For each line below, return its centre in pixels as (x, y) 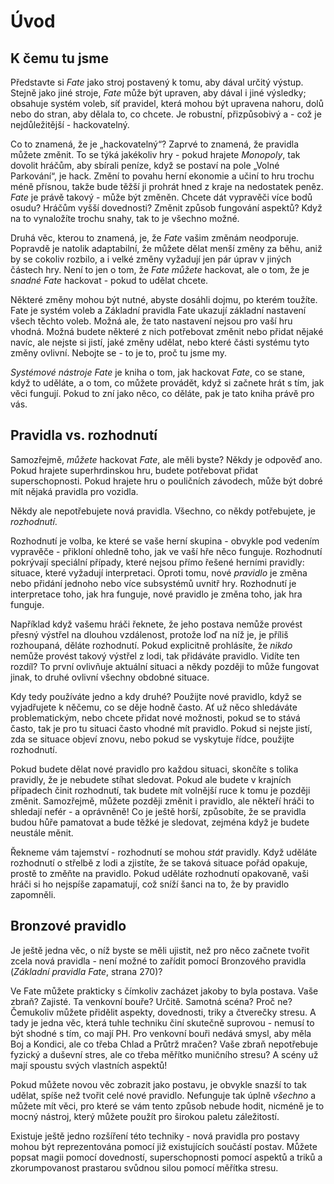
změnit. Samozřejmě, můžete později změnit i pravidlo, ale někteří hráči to (162, 801)
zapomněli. (33, 894)
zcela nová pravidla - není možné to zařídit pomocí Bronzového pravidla (158, 961)
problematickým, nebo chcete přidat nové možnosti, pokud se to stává (155, 717)
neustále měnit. (42, 832)
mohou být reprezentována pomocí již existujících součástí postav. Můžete (164, 1146)
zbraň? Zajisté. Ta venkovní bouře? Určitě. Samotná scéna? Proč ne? (151, 1001)
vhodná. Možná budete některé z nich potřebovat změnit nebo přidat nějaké (167, 331)
